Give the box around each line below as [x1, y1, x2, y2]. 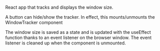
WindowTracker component [5, 20, 63, 25]
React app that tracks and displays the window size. [5, 5, 114, 10]
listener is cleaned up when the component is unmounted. [5, 40, 126, 46]
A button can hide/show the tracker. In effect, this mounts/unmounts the [5, 14, 155, 20]
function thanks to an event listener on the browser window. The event [5, 35, 152, 40]
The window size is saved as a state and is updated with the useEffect [5, 29, 151, 35]
